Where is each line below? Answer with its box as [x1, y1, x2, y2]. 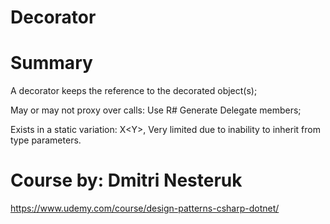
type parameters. [10, 134, 82, 146]
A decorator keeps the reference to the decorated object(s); [10, 85, 258, 97]
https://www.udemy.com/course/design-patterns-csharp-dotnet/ [10, 202, 280, 215]
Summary [10, 52, 93, 75]
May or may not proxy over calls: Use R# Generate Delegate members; [10, 104, 302, 116]
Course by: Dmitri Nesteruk [10, 169, 243, 192]
